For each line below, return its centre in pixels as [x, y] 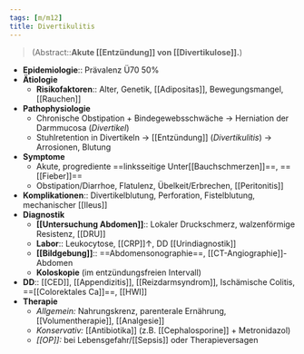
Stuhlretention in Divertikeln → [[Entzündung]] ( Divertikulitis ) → [154, 137]
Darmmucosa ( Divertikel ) [83, 127]
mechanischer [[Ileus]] [65, 204]
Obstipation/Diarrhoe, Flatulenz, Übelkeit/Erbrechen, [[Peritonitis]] [160, 185]
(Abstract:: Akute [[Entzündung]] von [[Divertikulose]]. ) [137, 52]
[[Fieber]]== [59, 176]
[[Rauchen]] [59, 98]
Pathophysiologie [56, 108]
